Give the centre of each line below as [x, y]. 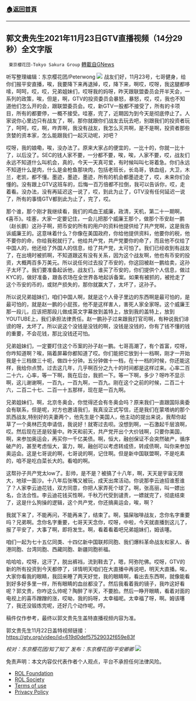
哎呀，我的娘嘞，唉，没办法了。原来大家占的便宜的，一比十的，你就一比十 [95, 148]
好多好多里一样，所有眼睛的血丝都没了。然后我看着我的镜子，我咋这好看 [98, 584]
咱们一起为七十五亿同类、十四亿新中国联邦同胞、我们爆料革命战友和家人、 [95, 542]
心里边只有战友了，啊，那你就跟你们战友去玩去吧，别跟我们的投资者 [103, 121]
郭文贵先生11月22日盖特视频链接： [47, 631]
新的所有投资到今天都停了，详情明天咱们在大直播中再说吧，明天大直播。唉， [98, 569]
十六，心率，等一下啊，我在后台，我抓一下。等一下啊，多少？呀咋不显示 [98, 375]
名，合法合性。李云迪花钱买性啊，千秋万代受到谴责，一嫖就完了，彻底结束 [95, 495]
